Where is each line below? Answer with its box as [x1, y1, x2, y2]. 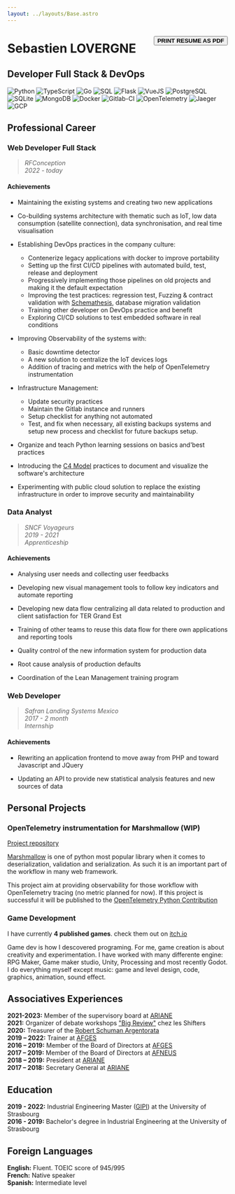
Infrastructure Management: [17, 383, 99, 392]
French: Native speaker [7, 1171, 76, 1179]
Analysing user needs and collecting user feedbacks [17, 570, 169, 578]
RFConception [24, 159, 66, 167]
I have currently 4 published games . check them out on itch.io [7, 929, 187, 938]
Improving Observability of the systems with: [17, 334, 147, 342]
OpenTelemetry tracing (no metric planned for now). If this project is [7, 889, 204, 897]
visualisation [17, 226, 54, 235]
